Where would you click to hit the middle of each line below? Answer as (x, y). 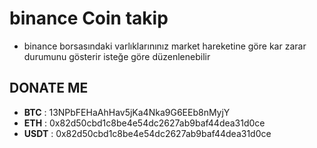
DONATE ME (49, 88)
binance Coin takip (89, 18)
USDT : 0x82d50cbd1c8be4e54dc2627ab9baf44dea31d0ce (147, 133)
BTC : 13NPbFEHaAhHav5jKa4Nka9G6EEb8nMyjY (127, 112)
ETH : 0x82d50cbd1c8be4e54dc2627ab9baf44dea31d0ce (144, 123)
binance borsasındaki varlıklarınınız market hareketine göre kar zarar (165, 46)
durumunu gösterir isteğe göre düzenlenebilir (117, 56)
